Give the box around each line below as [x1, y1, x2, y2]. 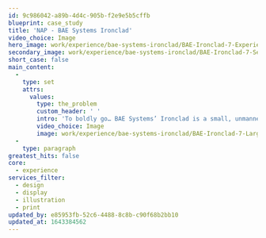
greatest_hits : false [8, 152, 80, 159]
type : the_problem [36, 100, 97, 108]
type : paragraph [22, 144, 77, 152]
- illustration [15, 196, 66, 204]
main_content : [8, 63, 55, 71]
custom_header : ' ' [36, 108, 101, 116]
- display [15, 188, 47, 197]
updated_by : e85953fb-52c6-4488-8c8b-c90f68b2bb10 [8, 211, 179, 219]
